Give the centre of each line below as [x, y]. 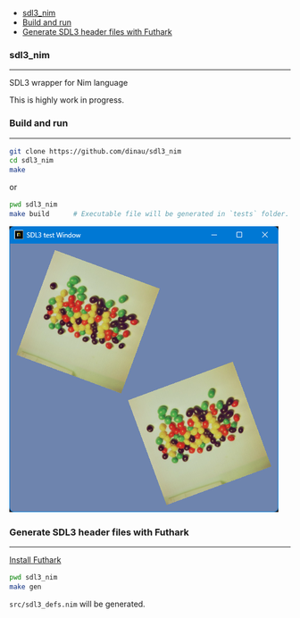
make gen [25, 587]
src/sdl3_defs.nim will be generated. [77, 604]
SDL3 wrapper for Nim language [69, 83]
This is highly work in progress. [67, 100]
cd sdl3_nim [31, 161]
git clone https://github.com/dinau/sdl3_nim [95, 151]
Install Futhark [35, 560]
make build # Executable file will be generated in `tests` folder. [150, 214]
